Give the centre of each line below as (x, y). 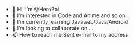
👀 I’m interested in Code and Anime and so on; (69, 15)
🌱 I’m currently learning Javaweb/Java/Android (70, 22)
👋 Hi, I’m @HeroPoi (35, 9)
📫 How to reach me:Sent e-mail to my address (70, 35)
